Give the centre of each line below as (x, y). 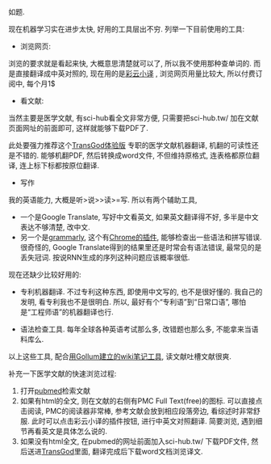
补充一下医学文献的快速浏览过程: (63, 373)
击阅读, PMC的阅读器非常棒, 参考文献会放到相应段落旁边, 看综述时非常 (137, 411)
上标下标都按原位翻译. (63, 165)
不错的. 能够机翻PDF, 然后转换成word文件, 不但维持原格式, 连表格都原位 (133, 155)
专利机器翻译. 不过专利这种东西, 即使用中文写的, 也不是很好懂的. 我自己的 (141, 292)
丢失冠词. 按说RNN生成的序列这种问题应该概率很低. (105, 257)
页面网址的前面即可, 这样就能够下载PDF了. (79, 128)
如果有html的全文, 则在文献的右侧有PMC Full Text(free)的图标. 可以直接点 (141, 401)
